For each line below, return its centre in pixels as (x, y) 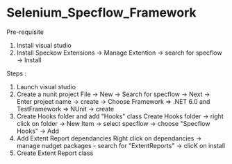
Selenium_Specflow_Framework (102, 13)
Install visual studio (44, 45)
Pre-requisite (25, 32)
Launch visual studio (46, 86)
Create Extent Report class (55, 153)
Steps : (17, 73)
